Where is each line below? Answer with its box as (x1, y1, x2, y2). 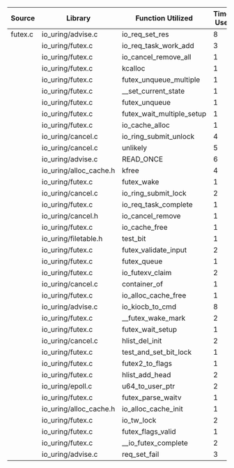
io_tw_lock (121, 416, 157, 425)
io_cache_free (121, 223, 168, 232)
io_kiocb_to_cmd (121, 302, 177, 312)
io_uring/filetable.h (41, 234, 103, 243)
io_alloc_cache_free (121, 291, 187, 300)
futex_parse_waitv (121, 393, 182, 402)
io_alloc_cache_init (121, 404, 183, 414)
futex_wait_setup (121, 325, 178, 334)
